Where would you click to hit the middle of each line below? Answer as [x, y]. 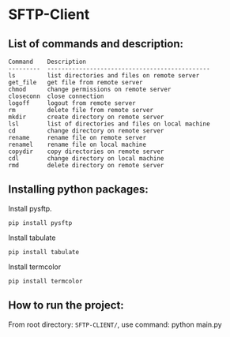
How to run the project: [66, 305]
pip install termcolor [45, 281]
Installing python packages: [78, 190]
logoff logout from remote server [72, 103]
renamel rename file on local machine [77, 144]
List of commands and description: [96, 44]
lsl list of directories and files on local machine [109, 124]
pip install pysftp [40, 223]
